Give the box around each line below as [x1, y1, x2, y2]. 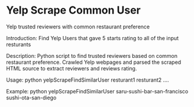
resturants [6, 41, 31, 48]
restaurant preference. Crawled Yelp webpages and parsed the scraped [6, 59, 182, 66]
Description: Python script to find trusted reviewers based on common [6, 52, 178, 59]
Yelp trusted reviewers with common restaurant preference [6, 23, 150, 30]
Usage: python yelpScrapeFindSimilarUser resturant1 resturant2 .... [6, 76, 170, 83]
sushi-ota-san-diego [6, 94, 57, 101]
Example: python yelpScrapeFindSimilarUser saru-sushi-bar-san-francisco [6, 87, 189, 95]
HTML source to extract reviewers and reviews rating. [6, 64, 137, 72]
